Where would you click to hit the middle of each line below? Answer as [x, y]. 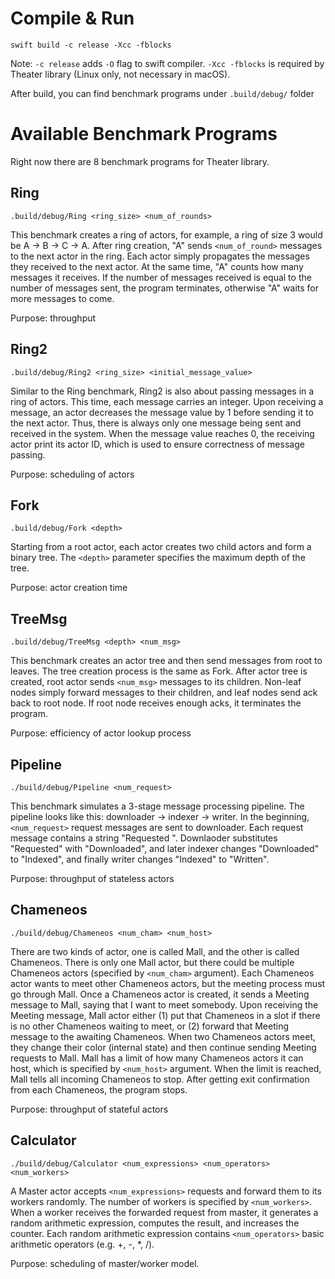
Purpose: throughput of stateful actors [89, 1109]
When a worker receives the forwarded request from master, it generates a [164, 1212]
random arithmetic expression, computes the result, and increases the [155, 1223]
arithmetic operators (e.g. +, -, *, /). [82, 1244]
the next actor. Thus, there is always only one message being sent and [156, 423]
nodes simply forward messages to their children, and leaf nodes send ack [164, 693]
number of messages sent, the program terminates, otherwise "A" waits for [164, 288]
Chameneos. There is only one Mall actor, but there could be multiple [152, 962]
